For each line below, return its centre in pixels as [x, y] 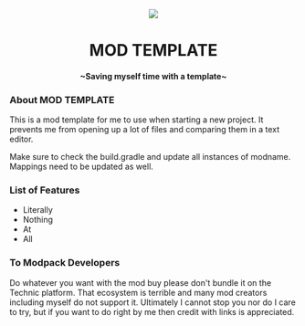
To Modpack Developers [65, 263]
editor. [21, 139]
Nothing [37, 220]
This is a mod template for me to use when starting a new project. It [137, 120]
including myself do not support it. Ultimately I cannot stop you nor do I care [153, 302]
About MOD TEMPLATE [62, 100]
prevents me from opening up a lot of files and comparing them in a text [145, 130]
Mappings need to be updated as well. [81, 167]
